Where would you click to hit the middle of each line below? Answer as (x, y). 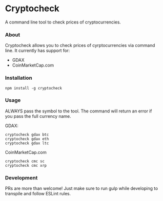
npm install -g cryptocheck (34, 88)
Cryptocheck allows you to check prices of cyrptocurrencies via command (80, 45)
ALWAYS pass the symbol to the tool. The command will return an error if (79, 111)
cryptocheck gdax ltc (27, 143)
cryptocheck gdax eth (27, 139)
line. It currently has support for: (37, 51)
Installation (19, 78)
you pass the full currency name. (38, 116)
